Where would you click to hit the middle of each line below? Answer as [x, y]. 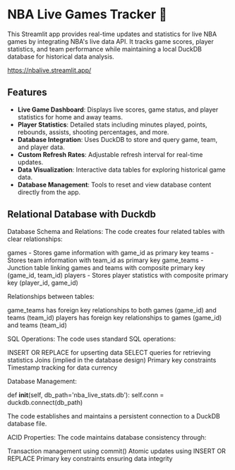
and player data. [41, 147]
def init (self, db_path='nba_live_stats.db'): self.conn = [86, 394]
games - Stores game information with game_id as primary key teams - [110, 252]
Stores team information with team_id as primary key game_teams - [106, 260]
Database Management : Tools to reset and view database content [114, 184]
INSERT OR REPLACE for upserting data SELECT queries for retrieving [109, 352]
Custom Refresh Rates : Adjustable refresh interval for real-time [110, 154]
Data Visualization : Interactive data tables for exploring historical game [121, 170]
